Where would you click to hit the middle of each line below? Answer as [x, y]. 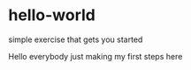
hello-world [52, 15]
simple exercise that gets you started [76, 39]
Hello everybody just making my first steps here [95, 56]
